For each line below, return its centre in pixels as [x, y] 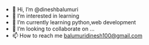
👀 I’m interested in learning [46, 16]
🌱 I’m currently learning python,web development [74, 22]
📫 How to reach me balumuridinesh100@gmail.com [77, 36]
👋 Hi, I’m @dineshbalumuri [45, 9]
